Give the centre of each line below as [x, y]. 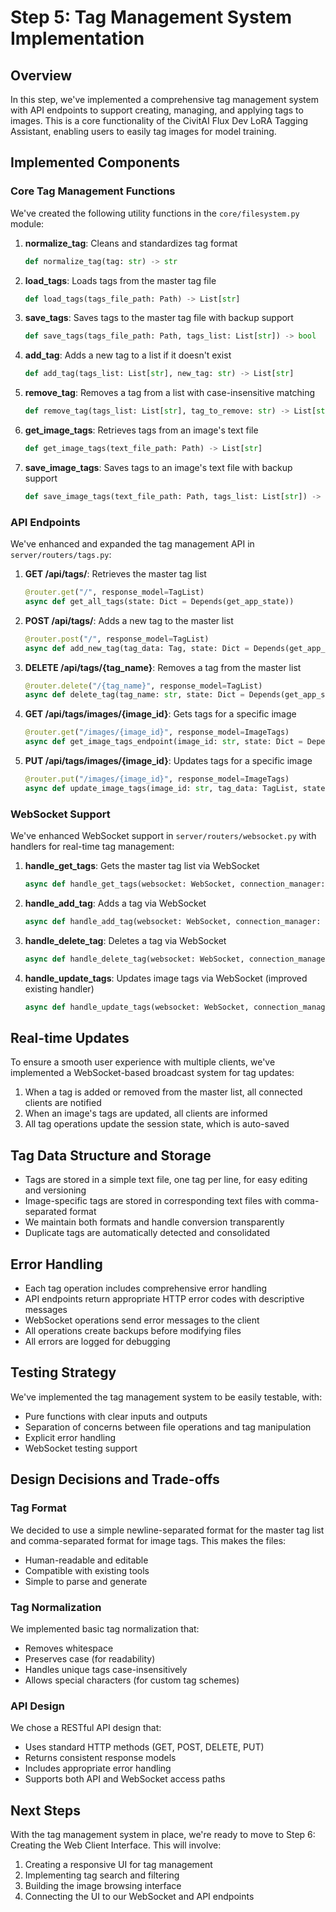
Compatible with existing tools [87, 1570]
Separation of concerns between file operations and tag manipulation [168, 1427]
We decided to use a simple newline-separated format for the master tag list [167, 1530]
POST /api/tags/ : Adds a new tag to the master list [129, 620]
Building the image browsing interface [103, 1885]
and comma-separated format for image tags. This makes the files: [148, 1540]
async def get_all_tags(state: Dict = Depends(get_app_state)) [159, 601]
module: [27, 223]
